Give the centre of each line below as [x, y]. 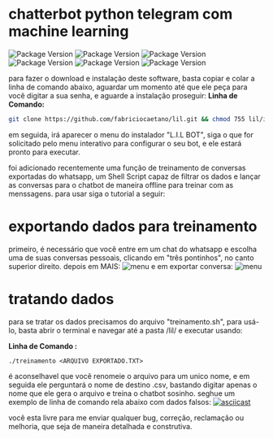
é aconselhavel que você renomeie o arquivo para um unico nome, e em [129, 376]
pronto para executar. [45, 152]
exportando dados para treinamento [133, 226]
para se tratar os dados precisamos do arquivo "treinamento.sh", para [125, 321]
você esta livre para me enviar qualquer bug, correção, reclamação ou [126, 417]
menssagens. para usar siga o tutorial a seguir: [87, 193]
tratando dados [61, 299]
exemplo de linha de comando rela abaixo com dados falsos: [110, 402]
